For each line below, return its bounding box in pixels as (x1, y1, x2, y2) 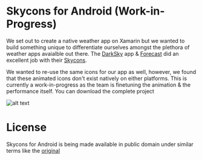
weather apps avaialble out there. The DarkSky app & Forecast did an (6, 50, 180, 57)
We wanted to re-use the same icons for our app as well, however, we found (6, 68, 197, 75)
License (6, 121, 47, 135)
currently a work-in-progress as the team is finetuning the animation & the (6, 81, 191, 88)
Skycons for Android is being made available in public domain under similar (6, 141, 194, 148)
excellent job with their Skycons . (6, 56, 88, 64)
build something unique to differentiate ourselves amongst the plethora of (6, 44, 190, 51)
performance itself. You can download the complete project (6, 87, 154, 95)
